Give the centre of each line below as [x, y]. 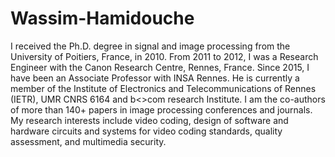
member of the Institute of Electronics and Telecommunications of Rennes [163, 88]
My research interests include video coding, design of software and [149, 120]
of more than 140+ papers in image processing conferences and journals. [161, 109]
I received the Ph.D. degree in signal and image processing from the [150, 46]
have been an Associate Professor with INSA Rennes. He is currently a [155, 78]
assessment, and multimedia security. [88, 141]
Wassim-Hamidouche [102, 18]
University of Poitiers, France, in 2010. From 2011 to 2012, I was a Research [164, 56]
